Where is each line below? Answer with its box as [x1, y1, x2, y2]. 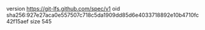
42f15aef [6, 18, 29, 25]
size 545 [29, 18, 52, 25]
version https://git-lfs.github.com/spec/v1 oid [6, 5, 121, 12]
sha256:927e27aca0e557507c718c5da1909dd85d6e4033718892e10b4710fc [6, 11, 199, 19]
